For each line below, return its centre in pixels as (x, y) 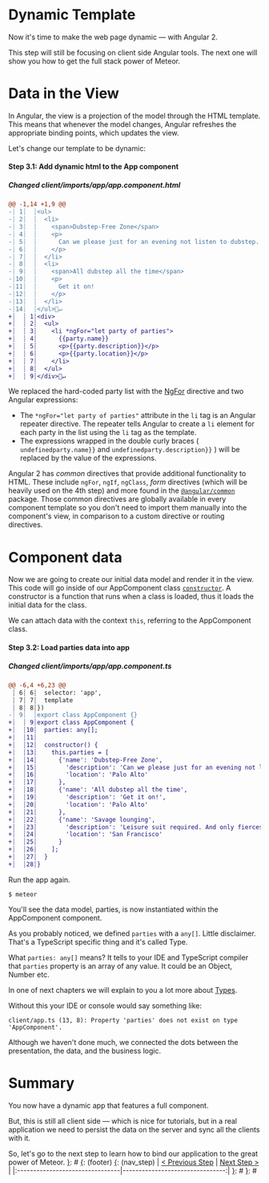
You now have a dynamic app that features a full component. (108, 1105)
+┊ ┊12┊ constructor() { (53, 745)
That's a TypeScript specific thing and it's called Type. (98, 941)
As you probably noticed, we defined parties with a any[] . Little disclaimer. (132, 933)
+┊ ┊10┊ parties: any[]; (53, 730)
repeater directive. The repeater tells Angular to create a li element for (137, 424)
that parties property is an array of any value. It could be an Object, (120, 966)
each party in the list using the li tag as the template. (108, 433)
